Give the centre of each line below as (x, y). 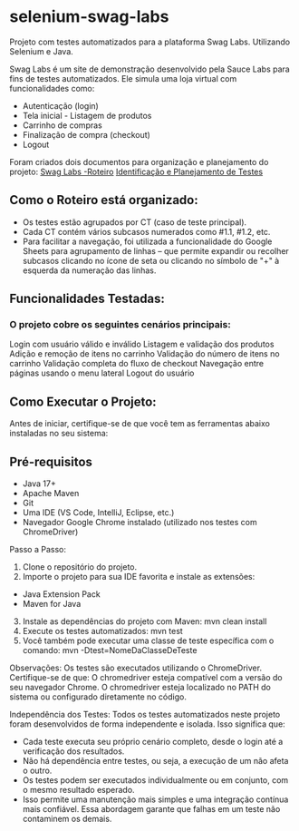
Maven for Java (52, 604)
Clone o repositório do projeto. (80, 567)
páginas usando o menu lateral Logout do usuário (102, 373)
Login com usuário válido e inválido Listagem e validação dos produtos (142, 344)
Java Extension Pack (62, 594)
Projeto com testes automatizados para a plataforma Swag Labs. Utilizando (150, 42)
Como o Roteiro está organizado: (104, 200)
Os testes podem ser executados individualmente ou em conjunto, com (155, 780)
